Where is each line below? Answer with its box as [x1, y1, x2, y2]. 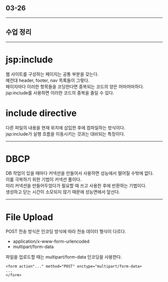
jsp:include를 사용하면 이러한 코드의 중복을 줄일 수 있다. [5, 90, 114, 96]
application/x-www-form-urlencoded [12, 239, 90, 245]
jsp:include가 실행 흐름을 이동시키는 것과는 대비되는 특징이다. [5, 131, 125, 137]
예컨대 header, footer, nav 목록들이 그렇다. [5, 77, 90, 83]
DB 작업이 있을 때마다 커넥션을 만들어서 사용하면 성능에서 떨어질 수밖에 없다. [5, 170, 154, 176]
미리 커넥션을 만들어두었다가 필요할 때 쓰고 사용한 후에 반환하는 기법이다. [5, 183, 147, 189]
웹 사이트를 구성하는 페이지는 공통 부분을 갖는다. [5, 71, 99, 77]
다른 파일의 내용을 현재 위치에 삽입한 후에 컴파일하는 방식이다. [5, 125, 126, 131]
